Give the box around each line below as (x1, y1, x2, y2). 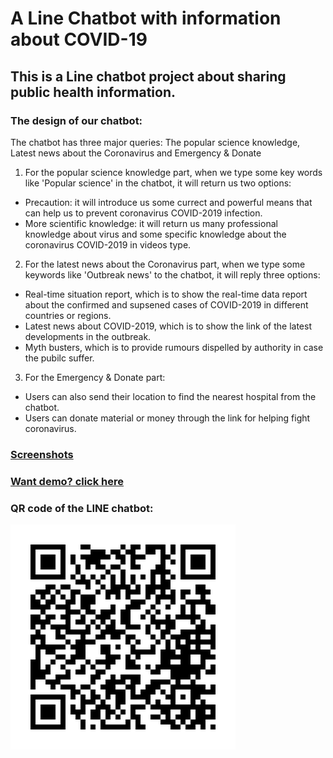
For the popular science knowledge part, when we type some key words (24, 166, 323, 178)
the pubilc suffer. (24, 352, 95, 364)
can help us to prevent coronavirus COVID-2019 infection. (24, 207, 263, 219)
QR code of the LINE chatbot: (10, 501, 154, 515)
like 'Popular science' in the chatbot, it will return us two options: (24, 177, 292, 189)
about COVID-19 (10, 28, 148, 51)
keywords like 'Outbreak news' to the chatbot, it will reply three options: (24, 268, 321, 281)
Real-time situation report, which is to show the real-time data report (24, 288, 308, 300)
